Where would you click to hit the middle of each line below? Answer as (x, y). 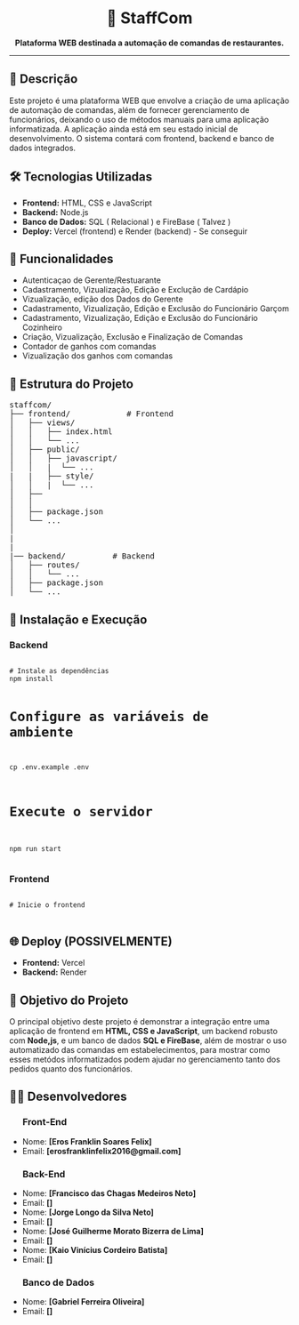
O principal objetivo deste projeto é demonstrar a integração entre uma (139, 1022)
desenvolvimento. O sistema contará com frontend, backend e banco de (142, 138)
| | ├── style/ (52, 476)
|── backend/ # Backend (82, 556)
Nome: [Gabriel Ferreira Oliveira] (83, 1302)
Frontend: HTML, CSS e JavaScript (87, 203)
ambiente (41, 732)
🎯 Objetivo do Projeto (69, 1000)
